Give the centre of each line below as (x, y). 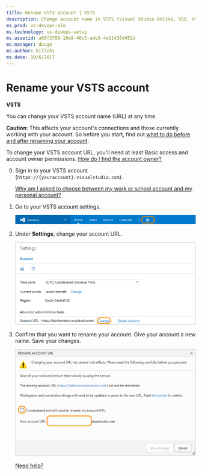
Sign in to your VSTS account (51, 170)
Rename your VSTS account (78, 88)
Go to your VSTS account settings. (58, 206)
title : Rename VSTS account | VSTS (51, 13)
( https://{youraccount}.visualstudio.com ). (69, 177)
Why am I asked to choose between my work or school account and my (103, 188)
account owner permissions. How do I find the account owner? (84, 159)
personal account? (38, 195)
